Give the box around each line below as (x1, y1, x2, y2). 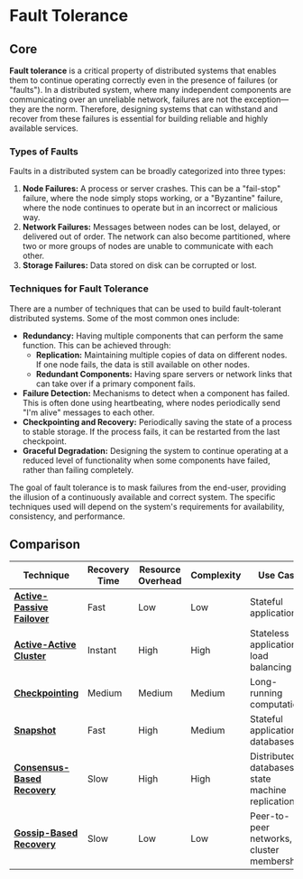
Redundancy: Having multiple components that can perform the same (22, 330, 284, 341)
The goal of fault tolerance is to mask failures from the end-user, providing (9, 482, 287, 493)
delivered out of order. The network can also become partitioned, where (22, 231, 291, 242)
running (249, 687, 283, 699)
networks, (249, 832, 293, 845)
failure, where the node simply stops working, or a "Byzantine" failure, (22, 193, 283, 204)
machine (249, 784, 287, 797)
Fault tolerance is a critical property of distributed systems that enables (9, 65, 277, 76)
